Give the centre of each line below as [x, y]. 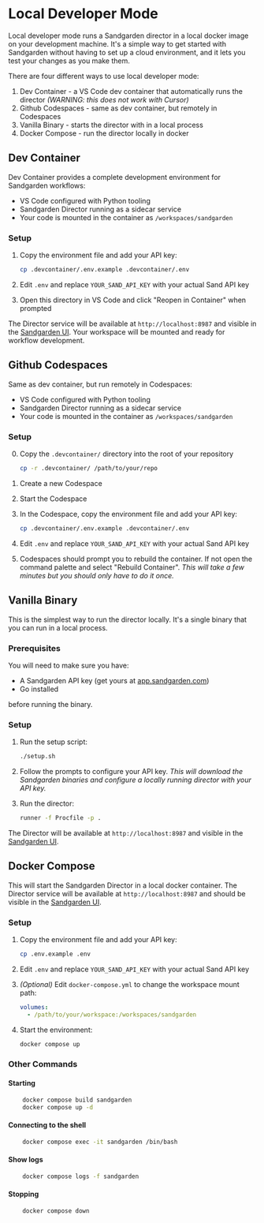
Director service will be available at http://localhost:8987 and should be [127, 893]
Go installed [39, 689]
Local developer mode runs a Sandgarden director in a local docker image [128, 36]
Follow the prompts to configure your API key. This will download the [131, 772]
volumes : [34, 1007]
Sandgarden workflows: [47, 185]
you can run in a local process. [58, 627]
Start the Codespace [53, 499]
